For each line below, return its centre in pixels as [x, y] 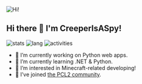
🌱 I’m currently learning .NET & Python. [64, 61]
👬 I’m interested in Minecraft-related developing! [76, 68]
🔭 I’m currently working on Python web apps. [71, 55]
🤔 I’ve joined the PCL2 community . [58, 74]
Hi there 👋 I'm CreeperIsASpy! [64, 28]
